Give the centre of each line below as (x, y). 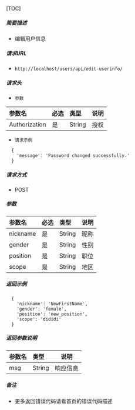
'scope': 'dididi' (39, 319)
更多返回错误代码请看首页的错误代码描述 (63, 401)
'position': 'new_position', (52, 314)
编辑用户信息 (30, 38)
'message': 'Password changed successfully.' (73, 155)
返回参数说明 (21, 338)
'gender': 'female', (42, 309)
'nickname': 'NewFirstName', (52, 304)
